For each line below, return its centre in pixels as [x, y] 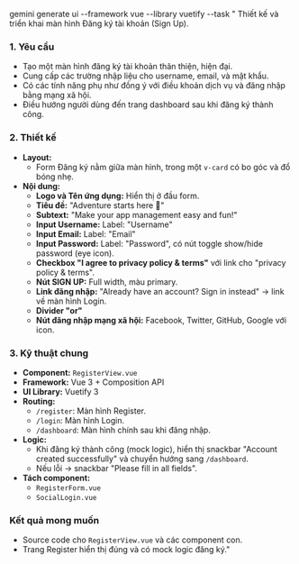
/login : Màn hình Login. [80, 420]
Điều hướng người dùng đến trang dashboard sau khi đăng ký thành [148, 105]
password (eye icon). [75, 253]
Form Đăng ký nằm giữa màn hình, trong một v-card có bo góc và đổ [163, 167]
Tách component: [56, 478]
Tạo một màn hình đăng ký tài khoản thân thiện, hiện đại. [127, 67]
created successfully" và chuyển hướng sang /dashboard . [142, 459]
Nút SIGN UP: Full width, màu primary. [107, 282]
